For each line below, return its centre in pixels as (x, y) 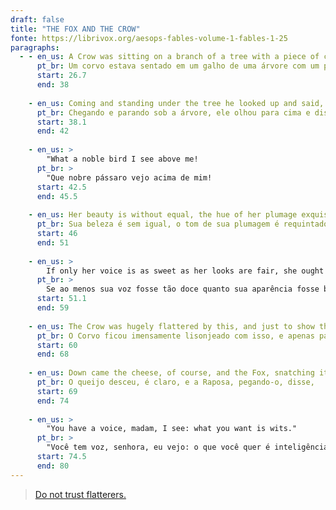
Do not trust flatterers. (80, 494)
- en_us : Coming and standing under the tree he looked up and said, (176, 103)
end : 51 (53, 242)
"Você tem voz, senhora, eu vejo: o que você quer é (158, 447)
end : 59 (53, 308)
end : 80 (53, 466)
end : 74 (53, 401)
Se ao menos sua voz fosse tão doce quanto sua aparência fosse (183, 289)
